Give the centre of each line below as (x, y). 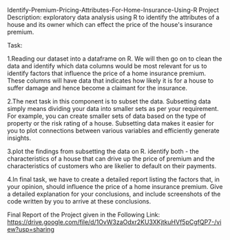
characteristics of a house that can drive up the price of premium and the (111, 159)
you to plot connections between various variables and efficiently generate (114, 131)
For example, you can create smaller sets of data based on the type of (107, 116)
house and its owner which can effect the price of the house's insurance (110, 24)
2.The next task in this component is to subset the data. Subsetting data (109, 101)
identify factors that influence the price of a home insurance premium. (107, 73)
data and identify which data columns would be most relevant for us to (107, 66)
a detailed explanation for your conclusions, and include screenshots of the (114, 194)
